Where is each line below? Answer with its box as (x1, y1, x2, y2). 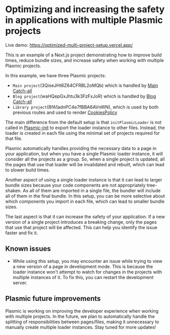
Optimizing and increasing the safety (5, 4, 165, 15)
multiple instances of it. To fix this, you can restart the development (12, 274, 154, 280)
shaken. (5, 187, 22, 194)
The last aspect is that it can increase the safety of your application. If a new (5, 214, 165, 220)
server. (12, 280, 28, 286)
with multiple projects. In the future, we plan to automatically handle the (5, 313, 155, 319)
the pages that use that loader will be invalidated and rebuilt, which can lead (5, 161, 165, 167)
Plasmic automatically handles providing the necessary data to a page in (5, 145, 157, 151)
